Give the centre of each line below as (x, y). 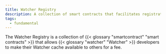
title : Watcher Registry (31, 9)
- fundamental (24, 23)
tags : (11, 18)
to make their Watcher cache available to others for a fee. (63, 47)
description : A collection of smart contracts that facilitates (73, 14)
